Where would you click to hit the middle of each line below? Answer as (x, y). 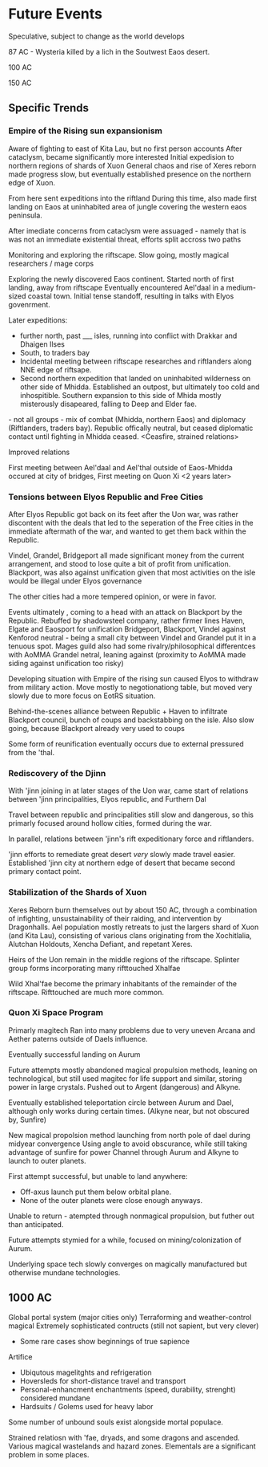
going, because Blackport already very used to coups (97, 728)
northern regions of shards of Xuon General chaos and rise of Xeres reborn (132, 165)
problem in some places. (49, 1454)
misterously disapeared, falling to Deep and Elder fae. (108, 404)
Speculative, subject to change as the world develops (97, 36)
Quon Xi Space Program (56, 1013)
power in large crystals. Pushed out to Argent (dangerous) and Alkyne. (124, 1087)
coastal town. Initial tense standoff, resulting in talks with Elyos (131, 296)
